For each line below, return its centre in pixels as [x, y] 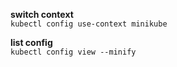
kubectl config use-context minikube [89, 24]
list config [31, 42]
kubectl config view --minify [73, 52]
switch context [42, 14]
